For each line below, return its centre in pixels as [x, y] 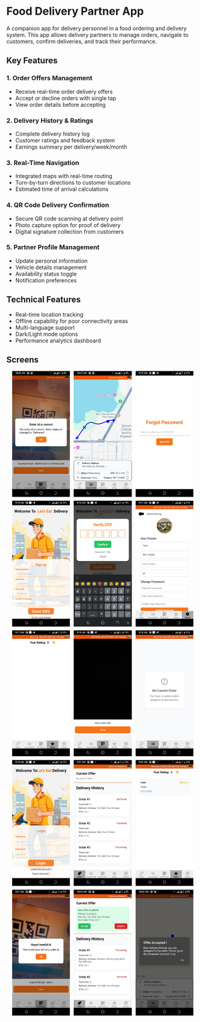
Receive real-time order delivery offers [64, 91]
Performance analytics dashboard [58, 340]
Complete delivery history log [52, 134]
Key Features [32, 60]
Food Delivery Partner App [75, 11]
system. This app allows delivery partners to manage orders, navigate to [97, 34]
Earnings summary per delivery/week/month [71, 147]
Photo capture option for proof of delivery [68, 225]
